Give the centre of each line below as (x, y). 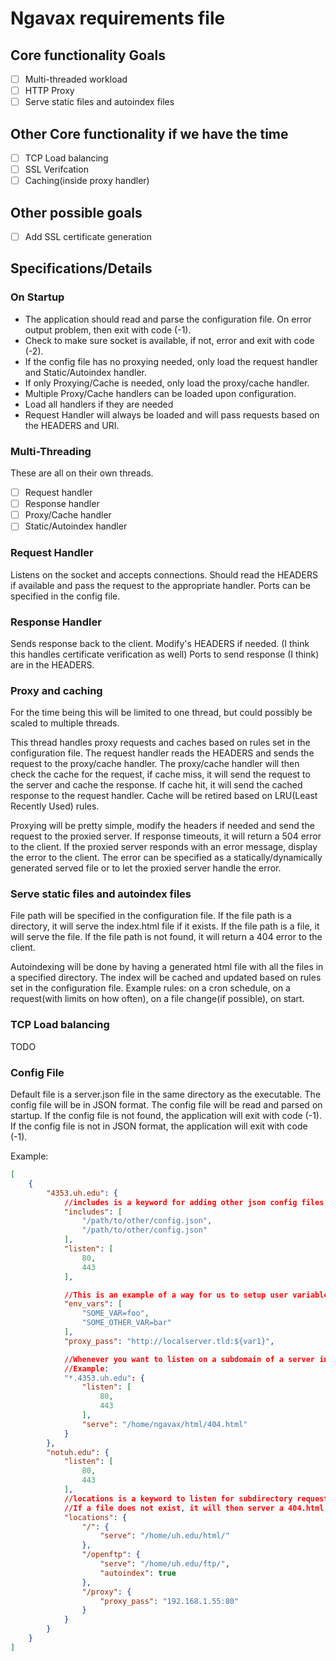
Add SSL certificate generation (88, 236)
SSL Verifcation (56, 169)
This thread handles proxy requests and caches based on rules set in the (160, 743)
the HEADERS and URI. (72, 425)
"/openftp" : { (111, 1555)
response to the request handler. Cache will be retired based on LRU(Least (164, 796)
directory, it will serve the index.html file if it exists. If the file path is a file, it (165, 926)
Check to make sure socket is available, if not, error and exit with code (169, 340)
